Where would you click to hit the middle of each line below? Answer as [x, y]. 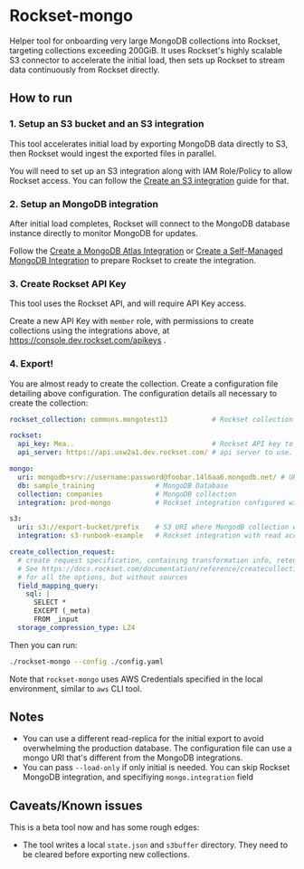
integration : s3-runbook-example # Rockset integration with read [149, 536]
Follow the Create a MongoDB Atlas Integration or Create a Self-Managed [146, 251]
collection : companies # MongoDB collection [127, 494]
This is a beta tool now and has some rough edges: [104, 827]
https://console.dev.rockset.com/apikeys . [88, 340]
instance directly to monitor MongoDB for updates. [104, 233]
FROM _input [56, 620]
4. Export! [32, 364]
